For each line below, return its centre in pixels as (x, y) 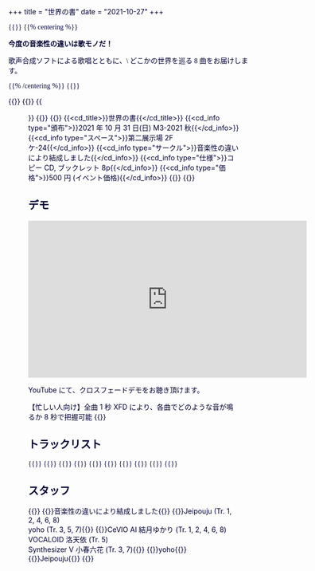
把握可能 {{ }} (85, 416)
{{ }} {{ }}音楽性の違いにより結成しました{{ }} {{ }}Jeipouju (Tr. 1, (130, 511)
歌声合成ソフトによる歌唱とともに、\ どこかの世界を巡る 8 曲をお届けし (125, 61)
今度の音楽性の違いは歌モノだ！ (60, 44)
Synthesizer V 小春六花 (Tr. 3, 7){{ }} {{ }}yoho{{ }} (107, 549)
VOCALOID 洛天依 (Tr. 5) (68, 540)
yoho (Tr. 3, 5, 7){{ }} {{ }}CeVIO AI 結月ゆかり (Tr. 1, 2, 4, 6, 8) (127, 530)
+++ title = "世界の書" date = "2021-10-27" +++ (86, 12)
